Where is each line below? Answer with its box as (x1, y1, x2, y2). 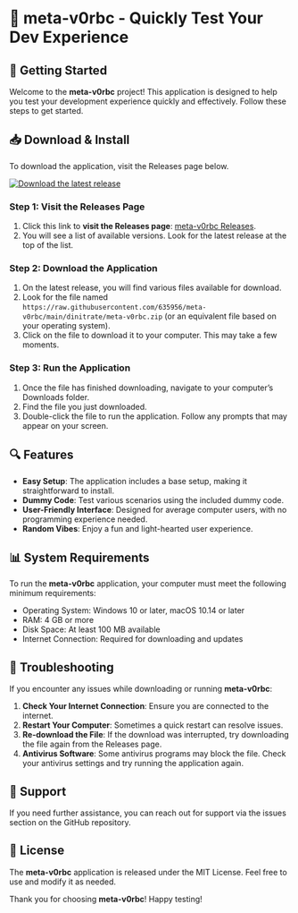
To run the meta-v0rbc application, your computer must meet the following (9, 578, 287, 589)
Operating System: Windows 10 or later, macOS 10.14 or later (21, 605, 245, 616)
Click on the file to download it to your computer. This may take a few (21, 330, 277, 341)
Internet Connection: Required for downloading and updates (21, 634, 244, 644)
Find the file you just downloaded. (21, 401, 147, 412)
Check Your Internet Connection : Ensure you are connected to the (21, 701, 269, 712)
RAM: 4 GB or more (21, 615, 95, 626)
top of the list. (21, 240, 74, 251)
